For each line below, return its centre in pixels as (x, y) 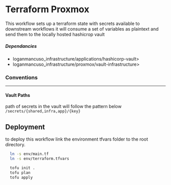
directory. (15, 145)
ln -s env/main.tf (30, 154)
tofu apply (21, 177)
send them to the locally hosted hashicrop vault (55, 34)
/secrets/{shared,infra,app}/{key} (43, 111)
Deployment (25, 127)
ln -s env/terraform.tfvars (40, 159)
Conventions (22, 77)
